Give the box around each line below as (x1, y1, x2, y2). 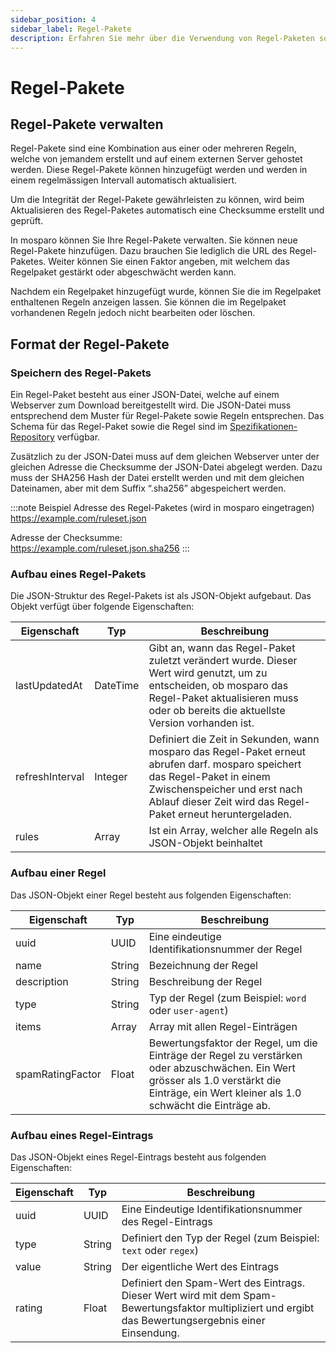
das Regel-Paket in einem (148, 770, 271, 784)
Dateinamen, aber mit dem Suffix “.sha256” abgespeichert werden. (10, 482, 287, 495)
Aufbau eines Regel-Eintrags (10, 1128, 154, 1142)
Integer (94, 770, 128, 784)
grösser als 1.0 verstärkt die (148, 1073, 282, 1087)
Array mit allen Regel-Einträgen (148, 1019, 298, 1033)
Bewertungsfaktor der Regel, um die (148, 1036, 318, 1050)
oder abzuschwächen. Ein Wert (148, 1061, 296, 1075)
